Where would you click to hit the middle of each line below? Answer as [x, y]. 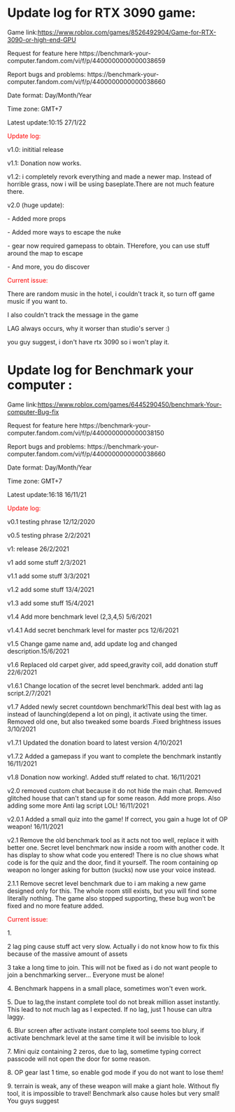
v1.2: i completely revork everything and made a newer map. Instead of [109, 176]
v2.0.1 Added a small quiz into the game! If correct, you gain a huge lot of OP [117, 819]
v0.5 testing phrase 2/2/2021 [49, 535]
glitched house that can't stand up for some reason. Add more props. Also [114, 798]
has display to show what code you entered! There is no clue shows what [113, 854]
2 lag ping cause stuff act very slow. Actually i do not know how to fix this [113, 946]
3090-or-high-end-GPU [42, 39]
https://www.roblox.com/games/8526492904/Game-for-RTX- [127, 32]
